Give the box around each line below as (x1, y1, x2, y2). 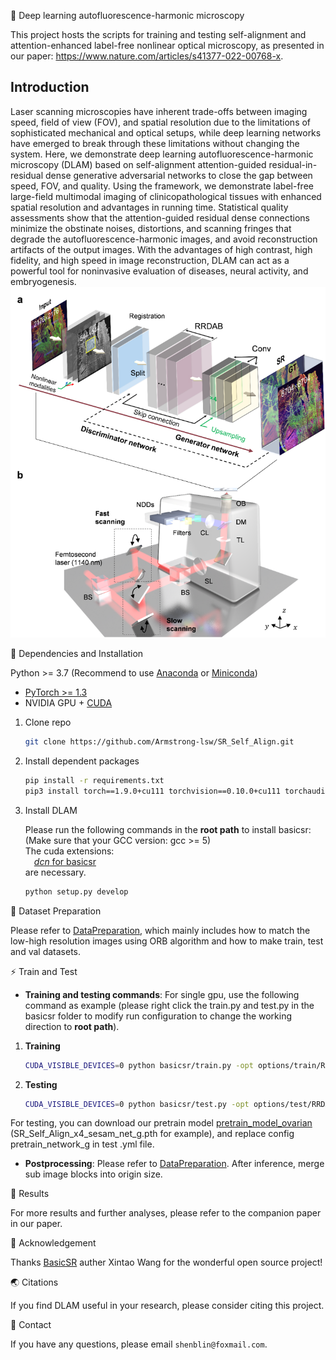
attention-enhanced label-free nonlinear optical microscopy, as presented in (10, 40, 325, 51)
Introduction (10, 79, 90, 96)
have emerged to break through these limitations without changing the (10, 137, 300, 149)
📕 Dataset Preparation (10, 905, 102, 917)
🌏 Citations (10, 1276, 59, 1289)
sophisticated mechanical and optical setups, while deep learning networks (10, 126, 322, 139)
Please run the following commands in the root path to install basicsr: (24, 823, 312, 835)
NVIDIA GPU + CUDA (24, 697, 113, 709)
